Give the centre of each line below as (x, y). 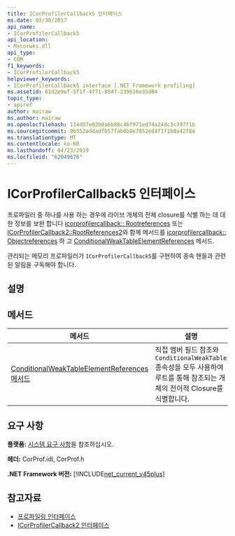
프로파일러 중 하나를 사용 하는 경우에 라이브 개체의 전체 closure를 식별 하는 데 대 (116, 214)
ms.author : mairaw (34, 118)
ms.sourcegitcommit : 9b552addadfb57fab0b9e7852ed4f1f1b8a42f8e (101, 131)
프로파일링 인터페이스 (47, 516)
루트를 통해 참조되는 (186, 378)
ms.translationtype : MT (42, 137)
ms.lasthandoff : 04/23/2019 (48, 151)
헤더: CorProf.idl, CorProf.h (46, 459)
